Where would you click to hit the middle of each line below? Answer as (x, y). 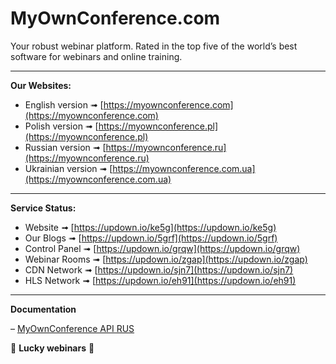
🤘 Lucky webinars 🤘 (52, 348)
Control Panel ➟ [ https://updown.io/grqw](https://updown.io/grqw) (162, 248)
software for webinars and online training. (96, 56)
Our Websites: (41, 85)
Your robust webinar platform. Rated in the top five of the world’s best (154, 46)
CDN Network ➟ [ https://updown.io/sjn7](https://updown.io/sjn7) (159, 269)
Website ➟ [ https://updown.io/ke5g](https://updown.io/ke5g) (150, 227)
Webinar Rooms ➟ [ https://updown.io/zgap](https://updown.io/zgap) (166, 259)
